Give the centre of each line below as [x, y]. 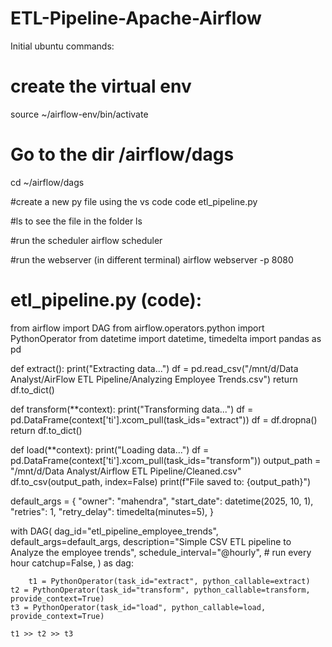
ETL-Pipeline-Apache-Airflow [136, 18]
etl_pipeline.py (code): [106, 300]
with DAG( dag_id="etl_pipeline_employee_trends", [114, 531]
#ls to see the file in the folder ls [76, 221]
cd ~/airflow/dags [47, 182]
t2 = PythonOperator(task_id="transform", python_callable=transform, [160, 590]
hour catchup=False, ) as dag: [72, 563]
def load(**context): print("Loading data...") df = [110, 449]
